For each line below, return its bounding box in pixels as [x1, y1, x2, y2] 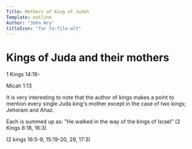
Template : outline [6, 14, 52, 20]
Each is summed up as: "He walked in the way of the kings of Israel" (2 [6, 118, 181, 125]
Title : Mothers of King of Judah [6, 8, 89, 15]
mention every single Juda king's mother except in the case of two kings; [6, 100, 187, 107]
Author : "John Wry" [6, 20, 55, 26]
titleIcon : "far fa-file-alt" [6, 25, 82, 32]
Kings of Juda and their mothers [6, 51, 169, 64]
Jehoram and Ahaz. [6, 107, 55, 114]
